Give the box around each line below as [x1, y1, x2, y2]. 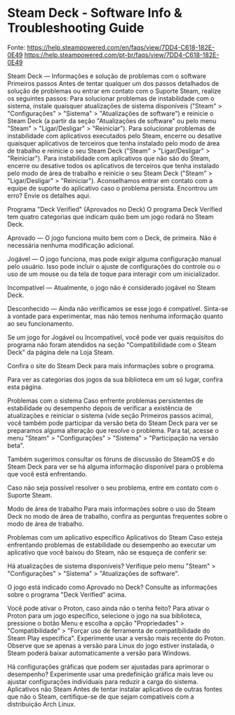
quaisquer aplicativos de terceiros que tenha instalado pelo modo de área [7, 139, 220, 147]
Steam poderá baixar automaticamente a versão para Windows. [7, 649, 192, 657]
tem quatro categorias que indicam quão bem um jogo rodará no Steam [7, 213, 214, 221]
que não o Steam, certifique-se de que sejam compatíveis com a [7, 692, 194, 701]
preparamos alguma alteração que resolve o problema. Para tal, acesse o [7, 426, 219, 434]
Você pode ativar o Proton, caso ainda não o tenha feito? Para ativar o [7, 604, 210, 612]
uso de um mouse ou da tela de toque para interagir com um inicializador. [7, 270, 220, 278]
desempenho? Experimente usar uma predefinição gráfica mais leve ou [7, 670, 214, 678]
